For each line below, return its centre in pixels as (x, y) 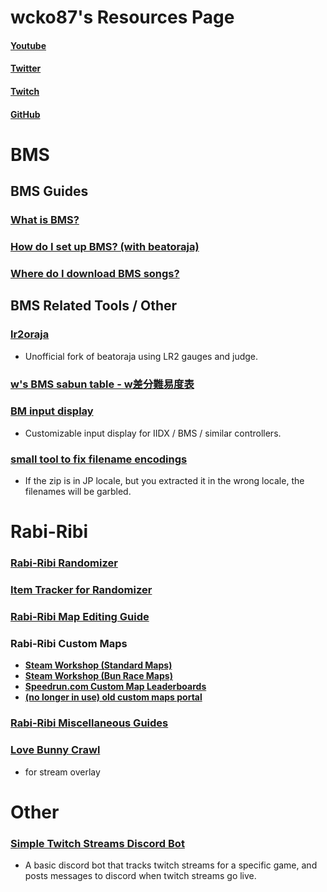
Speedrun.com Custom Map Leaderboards (115, 687)
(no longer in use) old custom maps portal (113, 697)
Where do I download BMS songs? (95, 273)
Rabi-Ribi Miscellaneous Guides (89, 723)
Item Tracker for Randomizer (81, 590)
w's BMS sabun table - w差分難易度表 (102, 384)
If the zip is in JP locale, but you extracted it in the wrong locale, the (164, 481)
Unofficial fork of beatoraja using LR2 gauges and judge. (141, 356)
